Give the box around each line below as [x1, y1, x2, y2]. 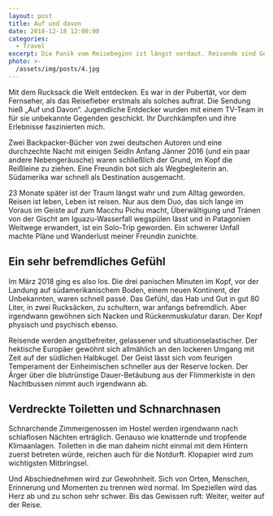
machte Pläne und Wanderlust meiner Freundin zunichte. [8, 231, 199, 241]
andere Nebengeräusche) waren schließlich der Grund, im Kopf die [8, 155, 233, 164]
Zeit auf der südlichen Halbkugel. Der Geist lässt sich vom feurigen [8, 352, 233, 362]
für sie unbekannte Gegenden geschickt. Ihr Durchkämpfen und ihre [8, 113, 237, 123]
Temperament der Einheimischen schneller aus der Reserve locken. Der [8, 361, 249, 371]
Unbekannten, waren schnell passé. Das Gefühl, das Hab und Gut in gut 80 [8, 294, 260, 304]
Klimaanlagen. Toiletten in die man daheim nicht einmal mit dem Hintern [8, 441, 249, 451]
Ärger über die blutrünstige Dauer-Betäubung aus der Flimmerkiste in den [8, 370, 256, 379]
